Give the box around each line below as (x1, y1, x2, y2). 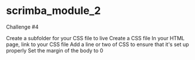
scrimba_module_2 (6, 4, 101, 17)
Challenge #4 (6, 23, 39, 30)
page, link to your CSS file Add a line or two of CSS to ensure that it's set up (6, 41, 189, 48)
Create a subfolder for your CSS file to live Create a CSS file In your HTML (6, 34, 185, 41)
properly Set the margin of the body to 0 (6, 47, 104, 54)
